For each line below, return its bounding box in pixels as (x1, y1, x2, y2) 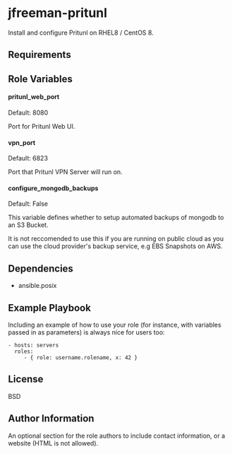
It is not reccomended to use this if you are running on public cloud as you (8, 235, 224, 243)
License (8, 373, 44, 385)
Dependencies (8, 262, 73, 274)
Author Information (8, 412, 94, 425)
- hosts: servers (8, 342, 59, 349)
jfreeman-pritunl (8, 5, 108, 21)
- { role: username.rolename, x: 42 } (23, 354, 138, 361)
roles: (14, 348, 34, 355)
